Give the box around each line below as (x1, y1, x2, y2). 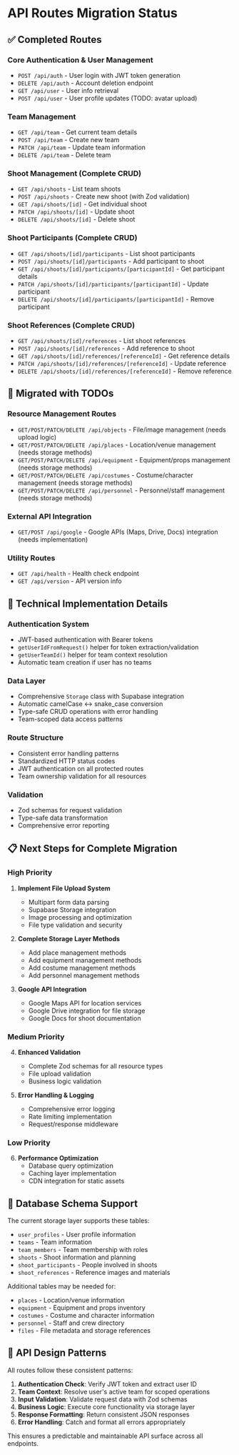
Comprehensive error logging (28, 1104, 116, 1113)
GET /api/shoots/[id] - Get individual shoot (17, 200, 148, 209)
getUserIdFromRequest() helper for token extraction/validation (17, 643, 199, 652)
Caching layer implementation (28, 1169, 116, 1178)
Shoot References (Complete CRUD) (7, 320, 136, 330)
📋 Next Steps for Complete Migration (7, 843, 178, 855)
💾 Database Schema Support (7, 1197, 138, 1209)
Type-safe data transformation (17, 813, 108, 822)
